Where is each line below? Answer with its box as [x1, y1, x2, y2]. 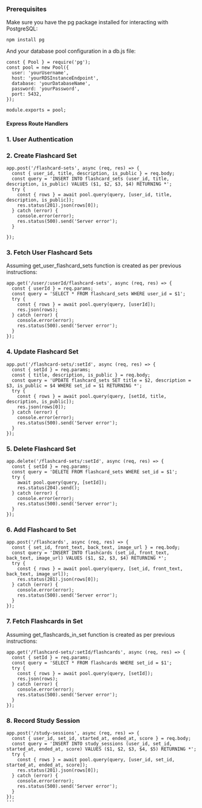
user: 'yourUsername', [12, 70, 69, 76]
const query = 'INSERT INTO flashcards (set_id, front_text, [12, 550, 170, 556]
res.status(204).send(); [17, 485, 80, 491]
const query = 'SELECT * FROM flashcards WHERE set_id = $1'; [12, 660, 172, 666]
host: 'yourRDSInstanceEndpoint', [12, 75, 99, 81]
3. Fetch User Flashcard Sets [6, 248, 93, 257]
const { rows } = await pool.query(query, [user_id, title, [17, 192, 172, 198]
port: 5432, [12, 91, 42, 97]
